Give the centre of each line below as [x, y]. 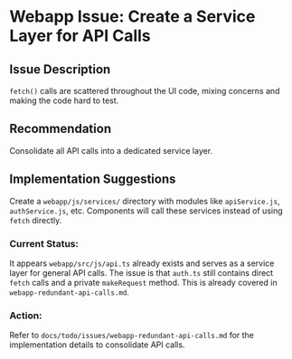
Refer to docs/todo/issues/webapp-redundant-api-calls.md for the [132, 335]
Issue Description [60, 69]
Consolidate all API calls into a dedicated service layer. [111, 150]
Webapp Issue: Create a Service [132, 17]
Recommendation [60, 129]
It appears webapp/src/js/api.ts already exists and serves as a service [142, 263]
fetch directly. [36, 220]
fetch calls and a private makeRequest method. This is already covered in [143, 282]
